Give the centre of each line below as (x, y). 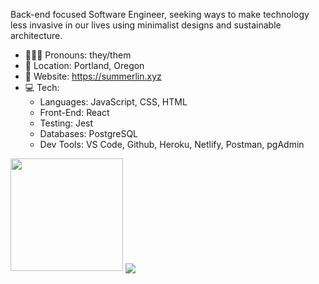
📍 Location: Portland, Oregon (84, 65)
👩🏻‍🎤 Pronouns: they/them (78, 55)
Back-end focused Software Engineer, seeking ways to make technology (160, 14)
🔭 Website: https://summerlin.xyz (93, 76)
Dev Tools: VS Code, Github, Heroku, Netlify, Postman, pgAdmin (172, 144)
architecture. (36, 35)
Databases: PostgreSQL (89, 133)
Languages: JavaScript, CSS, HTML (113, 102)
